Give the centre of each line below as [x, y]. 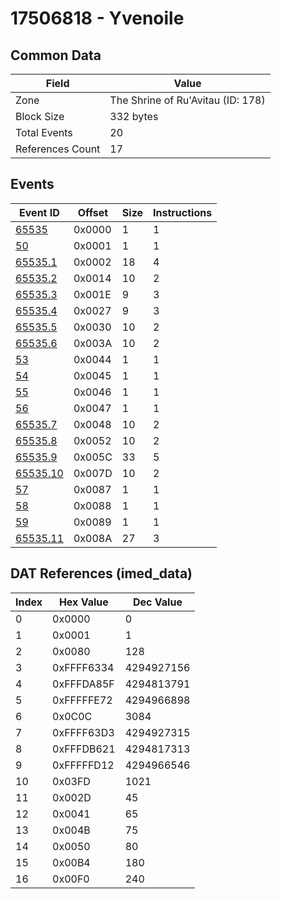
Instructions [183, 212]
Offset [93, 212]
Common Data [56, 55]
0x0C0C [72, 716]
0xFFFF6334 [83, 667]
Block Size [40, 116]
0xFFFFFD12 [83, 765]
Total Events [44, 132]
